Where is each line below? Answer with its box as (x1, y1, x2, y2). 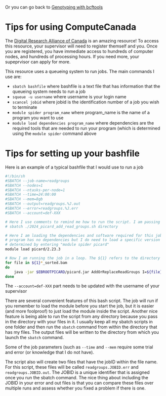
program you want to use (12, 115, 64, 121)
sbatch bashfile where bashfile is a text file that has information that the (12, 83, 161, 89)
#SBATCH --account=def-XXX (5, 210, 61, 216)
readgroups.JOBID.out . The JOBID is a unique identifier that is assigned (5, 369, 150, 375)
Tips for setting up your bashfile (5, 148, 140, 159)
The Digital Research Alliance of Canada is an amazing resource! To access (5, 38, 159, 44)
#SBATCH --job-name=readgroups (5, 178, 70, 183)
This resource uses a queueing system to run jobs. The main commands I (5, 68, 155, 74)
